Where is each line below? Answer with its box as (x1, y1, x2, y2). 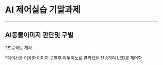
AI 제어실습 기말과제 (5, 4, 81, 15)
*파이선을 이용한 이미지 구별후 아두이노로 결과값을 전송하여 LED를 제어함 (5, 55, 142, 61)
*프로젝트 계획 (5, 44, 33, 51)
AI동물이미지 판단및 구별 (5, 31, 74, 39)
